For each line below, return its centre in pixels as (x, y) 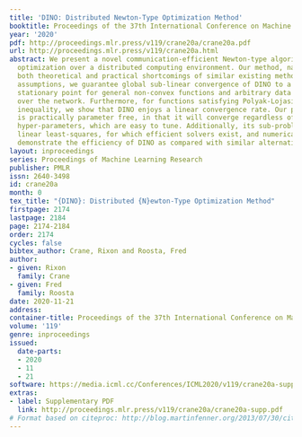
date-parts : (40, 351)
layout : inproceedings (52, 151)
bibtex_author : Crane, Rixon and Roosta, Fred (98, 251)
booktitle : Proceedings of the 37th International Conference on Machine (151, 26)
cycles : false (36, 243)
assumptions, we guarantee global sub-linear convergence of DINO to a (155, 84)
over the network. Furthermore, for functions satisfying (129, 101)
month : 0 (26, 193)
